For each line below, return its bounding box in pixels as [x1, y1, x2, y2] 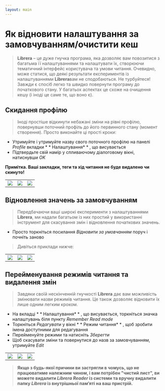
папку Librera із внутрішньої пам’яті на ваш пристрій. [17, 381, 133, 386]
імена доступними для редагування [12, 327, 89, 332]
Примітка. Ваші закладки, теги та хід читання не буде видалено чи [5, 164, 150, 170]
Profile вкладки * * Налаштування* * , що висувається [12, 144, 126, 150]
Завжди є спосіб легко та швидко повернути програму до [17, 81, 140, 87]
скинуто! [5, 169, 25, 175]
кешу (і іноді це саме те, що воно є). [17, 91, 94, 97]
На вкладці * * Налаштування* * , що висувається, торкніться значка [12, 311, 158, 317]
